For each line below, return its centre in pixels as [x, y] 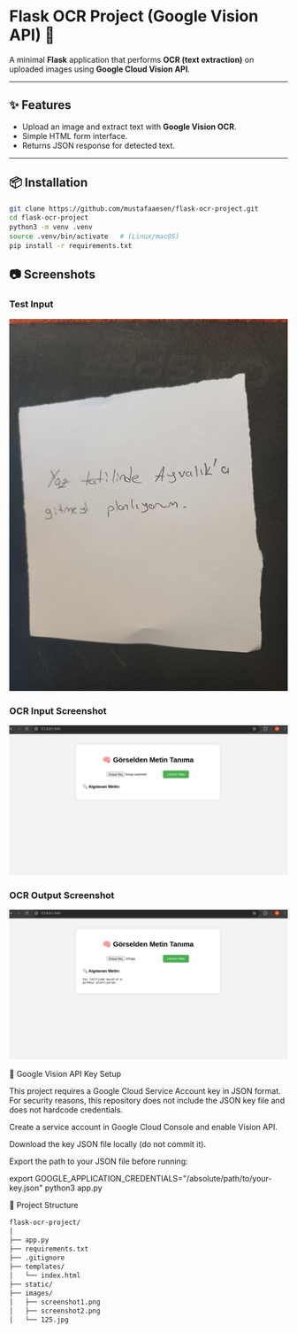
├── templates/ [37, 1267]
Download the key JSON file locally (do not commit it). [107, 1143]
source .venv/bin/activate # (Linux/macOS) [94, 236]
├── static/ [31, 1284]
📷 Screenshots [52, 275]
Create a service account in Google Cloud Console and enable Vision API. [144, 1127]
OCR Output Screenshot [62, 895]
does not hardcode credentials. [66, 1110]
